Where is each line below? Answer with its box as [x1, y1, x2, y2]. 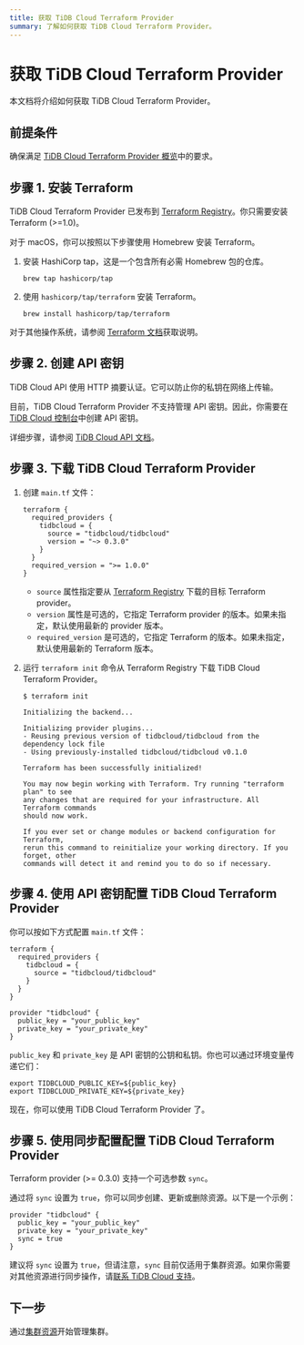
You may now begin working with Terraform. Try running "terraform [22, 779, 284, 789]
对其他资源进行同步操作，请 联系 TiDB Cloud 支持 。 [9, 1271, 200, 1282]
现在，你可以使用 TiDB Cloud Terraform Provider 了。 [9, 1104, 210, 1115]
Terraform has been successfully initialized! [22, 763, 203, 772]
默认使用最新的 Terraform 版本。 [35, 643, 159, 654]
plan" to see [22, 787, 73, 797]
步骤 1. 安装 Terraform [9, 179, 134, 196]
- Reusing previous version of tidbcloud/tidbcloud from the [22, 731, 260, 740]
